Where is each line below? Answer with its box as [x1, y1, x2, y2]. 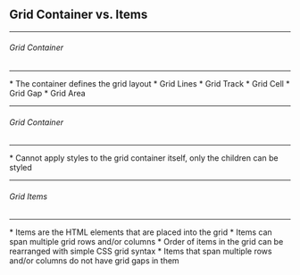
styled [9, 162, 33, 173]
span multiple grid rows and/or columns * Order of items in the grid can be [9, 237, 284, 247]
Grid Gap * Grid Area [9, 88, 87, 99]
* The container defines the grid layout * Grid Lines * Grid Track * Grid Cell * [9, 79, 290, 89]
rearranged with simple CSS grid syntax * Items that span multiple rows [9, 246, 272, 257]
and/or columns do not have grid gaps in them [9, 255, 180, 266]
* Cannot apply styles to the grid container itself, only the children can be [9, 153, 279, 163]
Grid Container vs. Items [9, 7, 148, 22]
